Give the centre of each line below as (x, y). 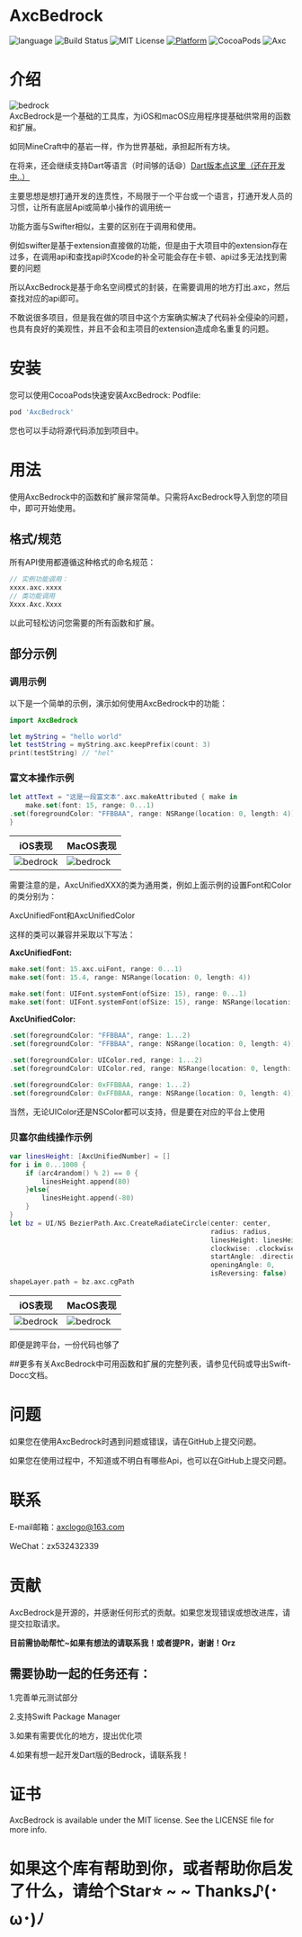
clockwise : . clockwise (253, 1248)
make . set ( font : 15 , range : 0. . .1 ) (90, 806)
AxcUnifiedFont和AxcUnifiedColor (72, 915)
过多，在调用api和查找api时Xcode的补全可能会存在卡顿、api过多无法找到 (144, 257)
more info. (28, 1829)
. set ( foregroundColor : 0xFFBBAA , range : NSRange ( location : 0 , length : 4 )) (152, 1093)
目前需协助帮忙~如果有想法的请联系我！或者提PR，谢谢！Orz (123, 1643)
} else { (38, 1190)
